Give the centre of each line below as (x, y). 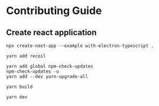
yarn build (19, 87)
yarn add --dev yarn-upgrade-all (47, 77)
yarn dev (17, 97)
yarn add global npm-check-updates (50, 66)
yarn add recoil (26, 56)
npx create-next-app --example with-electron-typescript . (80, 46)
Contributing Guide (54, 11)
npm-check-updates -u (33, 71)
